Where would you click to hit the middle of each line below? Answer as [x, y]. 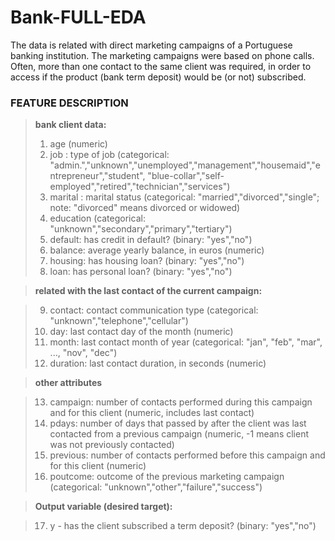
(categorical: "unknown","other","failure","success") [156, 487]
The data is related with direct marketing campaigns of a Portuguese [151, 45]
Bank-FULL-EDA [78, 17]
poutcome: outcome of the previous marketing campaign [167, 477]
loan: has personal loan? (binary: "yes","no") [141, 272]
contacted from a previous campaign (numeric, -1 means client [179, 434]
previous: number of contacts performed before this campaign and [187, 455]
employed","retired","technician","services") [140, 187]
